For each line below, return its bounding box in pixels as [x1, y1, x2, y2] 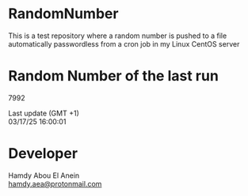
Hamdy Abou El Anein [8, 171, 80, 180]
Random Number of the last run [8, 67, 219, 85]
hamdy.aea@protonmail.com [8, 179, 102, 188]
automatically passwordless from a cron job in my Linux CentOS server [8, 39, 240, 48]
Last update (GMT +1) [8, 108, 79, 118]
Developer [8, 145, 78, 163]
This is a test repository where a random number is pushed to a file [8, 31, 227, 40]
